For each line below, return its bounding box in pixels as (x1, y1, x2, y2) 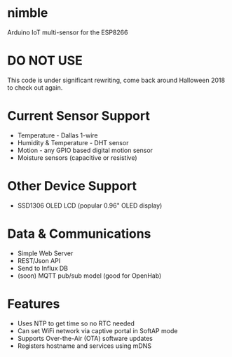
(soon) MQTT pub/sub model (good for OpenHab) (17, 271, 162, 280)
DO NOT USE (7, 53, 83, 69)
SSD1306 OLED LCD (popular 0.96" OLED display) (17, 201, 163, 210)
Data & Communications (7, 226, 151, 241)
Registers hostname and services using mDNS (17, 342, 152, 350)
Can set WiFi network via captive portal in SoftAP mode (17, 326, 178, 335)
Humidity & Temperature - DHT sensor (17, 138, 129, 147)
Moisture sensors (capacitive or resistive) (17, 153, 138, 162)
